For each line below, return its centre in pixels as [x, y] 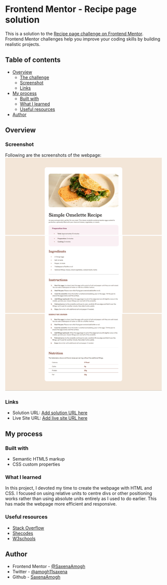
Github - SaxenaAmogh [36, 577]
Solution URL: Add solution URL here [50, 413]
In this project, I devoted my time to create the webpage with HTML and [79, 488]
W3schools [24, 539]
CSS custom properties [36, 464]
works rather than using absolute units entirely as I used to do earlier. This [81, 499]
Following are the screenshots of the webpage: [53, 155]
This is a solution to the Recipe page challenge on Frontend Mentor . [74, 33]
